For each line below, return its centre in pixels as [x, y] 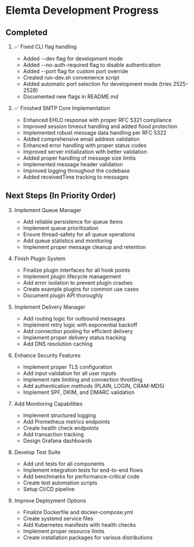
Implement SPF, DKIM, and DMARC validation [79, 392]
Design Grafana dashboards [57, 440]
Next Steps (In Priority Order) [61, 196]
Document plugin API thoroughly [63, 295]
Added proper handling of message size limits [79, 158]
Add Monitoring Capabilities [48, 403]
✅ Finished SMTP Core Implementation [62, 108]
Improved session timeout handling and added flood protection [100, 126]
